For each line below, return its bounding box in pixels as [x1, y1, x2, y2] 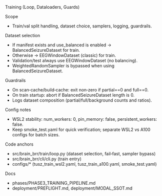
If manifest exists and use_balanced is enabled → [12, 42, 112, 48]
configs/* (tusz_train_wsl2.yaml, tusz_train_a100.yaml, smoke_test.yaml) [12, 161, 157, 167]
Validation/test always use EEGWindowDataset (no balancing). [12, 58, 138, 63]
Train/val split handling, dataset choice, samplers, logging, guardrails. [12, 23, 152, 29]
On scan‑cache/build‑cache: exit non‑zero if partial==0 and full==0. [12, 87, 149, 92]
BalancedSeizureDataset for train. [12, 47, 81, 53]
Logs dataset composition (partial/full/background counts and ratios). [12, 97, 152, 103]
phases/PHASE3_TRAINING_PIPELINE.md [12, 180, 96, 186]
